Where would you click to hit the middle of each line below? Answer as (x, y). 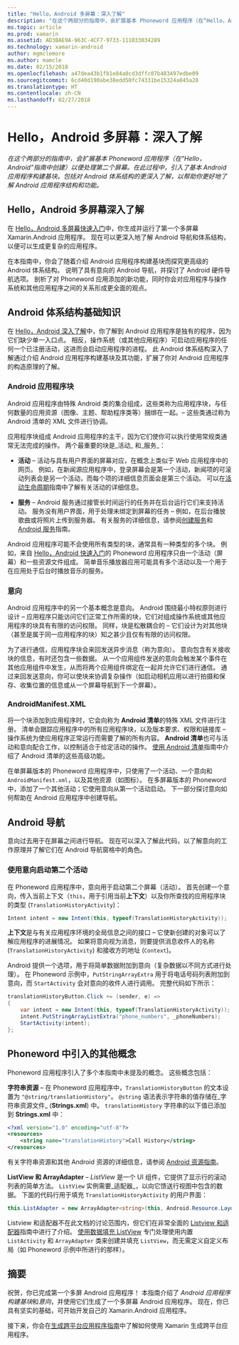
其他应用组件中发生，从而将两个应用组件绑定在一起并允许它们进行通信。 (113, 668)
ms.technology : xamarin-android (55, 47)
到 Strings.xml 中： (36, 1114)
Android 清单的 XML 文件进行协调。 (59, 421)
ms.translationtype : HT (43, 87)
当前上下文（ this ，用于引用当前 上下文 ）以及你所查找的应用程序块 (129, 896)
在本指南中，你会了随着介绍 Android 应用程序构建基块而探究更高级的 (108, 261)
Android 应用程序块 (41, 386)
